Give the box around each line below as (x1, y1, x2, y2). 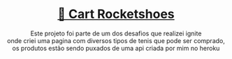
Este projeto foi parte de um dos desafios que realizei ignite (30, 29, 202, 37)
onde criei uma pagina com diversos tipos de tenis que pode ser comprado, (6, 36, 226, 44)
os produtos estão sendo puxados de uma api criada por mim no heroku (12, 44, 220, 52)
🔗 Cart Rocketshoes (57, 6, 175, 22)
